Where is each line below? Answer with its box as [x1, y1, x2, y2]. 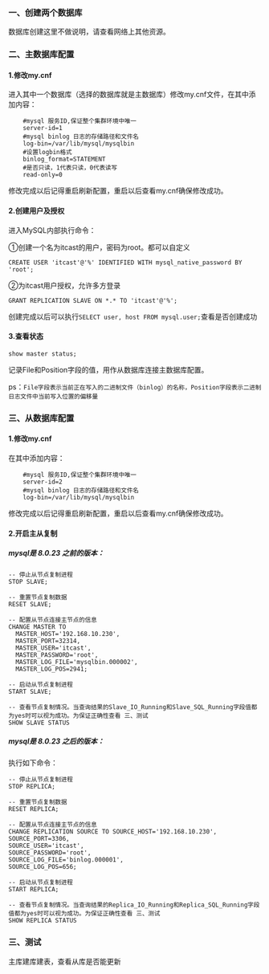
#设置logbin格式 [22, 149, 72, 157]
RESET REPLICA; [8, 805, 59, 813]
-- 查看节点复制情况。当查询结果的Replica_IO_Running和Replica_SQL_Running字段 [8, 901, 260, 909]
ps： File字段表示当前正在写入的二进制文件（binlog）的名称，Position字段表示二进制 [8, 381, 262, 391]
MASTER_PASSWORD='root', [15, 650, 99, 659]
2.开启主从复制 [8, 528, 58, 538]
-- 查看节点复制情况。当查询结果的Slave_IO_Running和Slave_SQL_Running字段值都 [8, 703, 258, 711]
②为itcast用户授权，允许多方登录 [8, 280, 121, 290]
